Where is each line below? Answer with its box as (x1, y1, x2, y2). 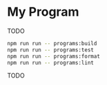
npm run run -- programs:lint (7, 59, 95, 66)
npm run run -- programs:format (7, 53, 100, 60)
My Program (7, 4, 79, 20)
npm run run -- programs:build (7, 40, 97, 47)
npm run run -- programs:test (7, 46, 95, 53)
